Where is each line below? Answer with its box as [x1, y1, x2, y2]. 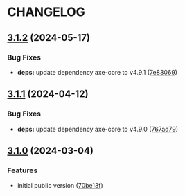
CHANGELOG [7, 4, 85, 20]
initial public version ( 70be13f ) [17, 181, 104, 190]
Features [7, 166, 38, 175]
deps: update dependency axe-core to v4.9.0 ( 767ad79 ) [17, 125, 179, 133]
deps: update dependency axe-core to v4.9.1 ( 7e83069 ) [17, 68, 178, 76]
